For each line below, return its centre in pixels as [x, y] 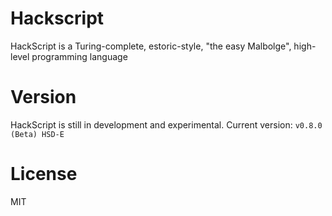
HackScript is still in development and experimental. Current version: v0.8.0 [166, 124]
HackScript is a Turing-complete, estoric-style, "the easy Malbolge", [151, 46]
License [44, 174]
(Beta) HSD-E [37, 134]
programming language [79, 56]
